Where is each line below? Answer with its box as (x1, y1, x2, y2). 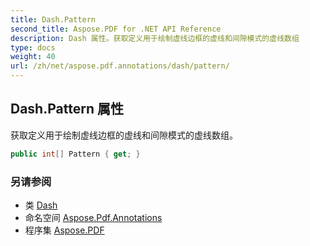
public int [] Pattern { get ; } (10, 149, 141, 159)
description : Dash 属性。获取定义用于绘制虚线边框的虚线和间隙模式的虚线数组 (10, 33, 300, 43)
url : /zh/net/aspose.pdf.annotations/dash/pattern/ (10, 61, 230, 71)
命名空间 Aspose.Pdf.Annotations (24, 211, 163, 223)
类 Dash (24, 199, 58, 211)
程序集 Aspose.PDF (24, 224, 105, 236)
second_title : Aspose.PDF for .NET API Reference (10, 24, 222, 34)
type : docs (10, 42, 56, 53)
